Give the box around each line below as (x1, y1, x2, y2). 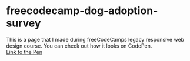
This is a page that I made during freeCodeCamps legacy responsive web (6, 36, 184, 43)
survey (6, 16, 41, 30)
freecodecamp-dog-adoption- (6, 4, 158, 18)
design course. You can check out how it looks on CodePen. (6, 42, 152, 49)
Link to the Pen (6, 48, 43, 55)
